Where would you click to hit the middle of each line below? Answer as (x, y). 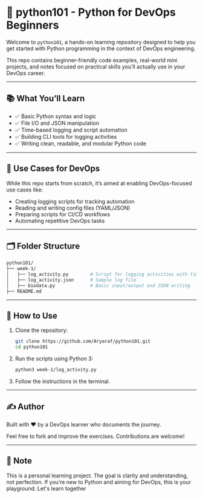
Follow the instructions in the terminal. (63, 382)
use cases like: (25, 190)
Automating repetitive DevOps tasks (60, 221)
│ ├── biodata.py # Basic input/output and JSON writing (98, 285)
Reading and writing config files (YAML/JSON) (72, 208)
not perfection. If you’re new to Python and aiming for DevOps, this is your (99, 482)
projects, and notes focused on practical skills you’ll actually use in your (96, 67)
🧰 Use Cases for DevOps (53, 169)
